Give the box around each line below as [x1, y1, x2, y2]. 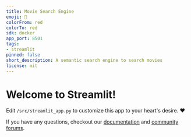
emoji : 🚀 [6, 14, 27, 20]
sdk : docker [6, 30, 35, 36]
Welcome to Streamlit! [6, 88, 116, 101]
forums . [6, 125, 25, 132]
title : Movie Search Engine [6, 8, 75, 15]
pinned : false [6, 52, 41, 58]
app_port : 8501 [6, 36, 43, 41]
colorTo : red [6, 24, 38, 31]
